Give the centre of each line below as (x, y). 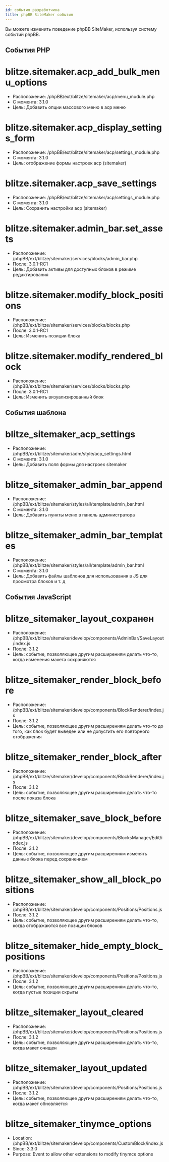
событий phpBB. (23, 34)
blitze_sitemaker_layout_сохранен (80, 619)
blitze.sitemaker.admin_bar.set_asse (84, 228)
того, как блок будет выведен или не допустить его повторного (81, 731)
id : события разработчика (32, 10)
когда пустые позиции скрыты (45, 992)
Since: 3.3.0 (25, 1148)
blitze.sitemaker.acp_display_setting (84, 128)
